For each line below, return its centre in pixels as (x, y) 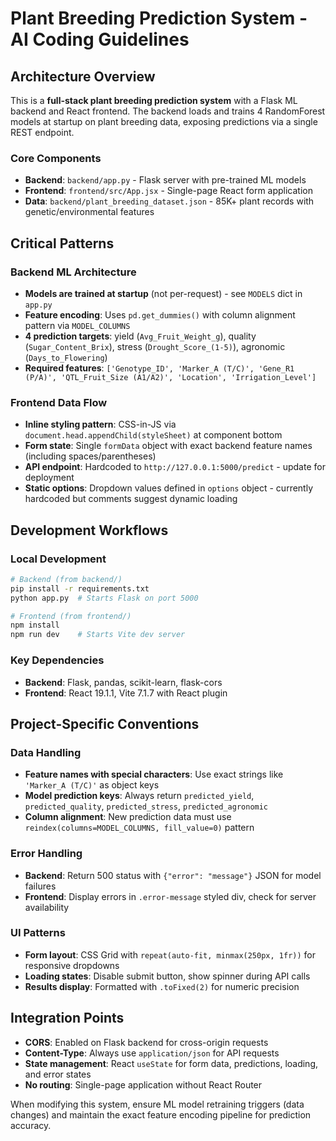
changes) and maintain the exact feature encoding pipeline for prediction (161, 1114)
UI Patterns (38, 933)
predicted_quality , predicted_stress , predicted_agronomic (146, 806)
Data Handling (46, 752)
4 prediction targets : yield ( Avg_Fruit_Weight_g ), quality (140, 336)
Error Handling (46, 854)
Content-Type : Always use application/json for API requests (152, 1053)
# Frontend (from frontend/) (71, 616)
